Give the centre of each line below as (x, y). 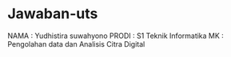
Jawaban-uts (53, 14)
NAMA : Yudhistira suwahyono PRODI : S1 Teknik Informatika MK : (116, 36)
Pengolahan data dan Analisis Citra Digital (76, 44)
